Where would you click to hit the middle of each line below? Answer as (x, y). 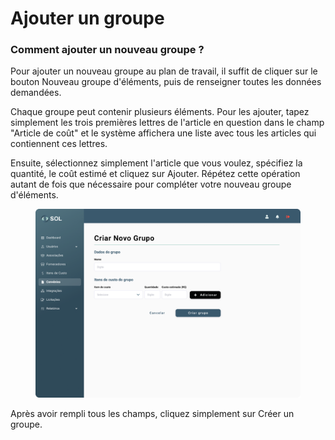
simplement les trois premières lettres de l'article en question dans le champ (167, 123)
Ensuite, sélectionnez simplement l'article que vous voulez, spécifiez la (156, 163)
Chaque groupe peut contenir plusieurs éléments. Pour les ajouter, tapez (160, 112)
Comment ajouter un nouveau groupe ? (107, 50)
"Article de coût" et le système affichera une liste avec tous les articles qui (163, 133)
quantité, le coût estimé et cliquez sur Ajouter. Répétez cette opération (155, 174)
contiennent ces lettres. (59, 144)
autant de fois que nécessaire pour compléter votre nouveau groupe (151, 184)
